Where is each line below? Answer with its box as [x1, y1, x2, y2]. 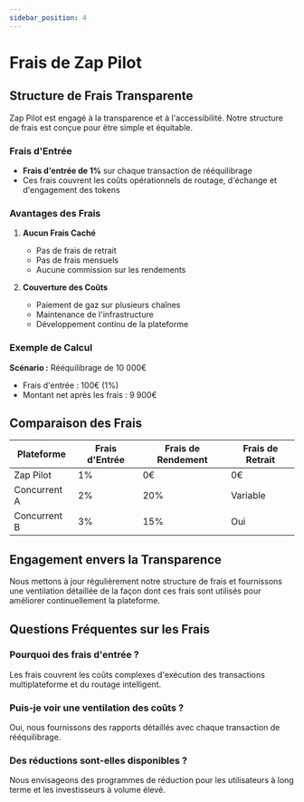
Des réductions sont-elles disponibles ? [9, 754, 188, 767]
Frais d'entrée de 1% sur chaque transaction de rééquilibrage [22, 165, 253, 176]
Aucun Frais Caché [22, 227, 97, 238]
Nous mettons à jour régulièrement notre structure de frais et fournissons [9, 576, 283, 587]
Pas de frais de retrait [35, 246, 117, 256]
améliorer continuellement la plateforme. [9, 595, 161, 606]
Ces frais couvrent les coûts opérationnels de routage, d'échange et [22, 174, 278, 186]
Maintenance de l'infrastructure [35, 309, 154, 320]
